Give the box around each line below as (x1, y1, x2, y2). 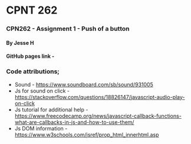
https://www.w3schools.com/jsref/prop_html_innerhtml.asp (14, 131, 159, 138)
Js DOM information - (14, 125, 68, 132)
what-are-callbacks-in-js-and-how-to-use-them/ (14, 119, 134, 126)
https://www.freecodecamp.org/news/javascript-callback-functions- (14, 112, 182, 119)
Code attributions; (6, 67, 60, 76)
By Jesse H (6, 39, 34, 46)
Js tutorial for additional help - (14, 106, 88, 113)
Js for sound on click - (14, 87, 70, 94)
